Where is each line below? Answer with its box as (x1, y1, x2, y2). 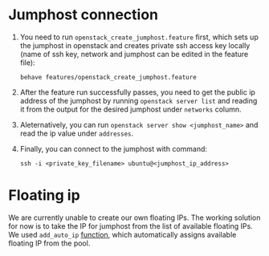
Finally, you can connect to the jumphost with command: (19, 144, 207, 153)
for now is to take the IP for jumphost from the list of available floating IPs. (8, 221, 253, 230)
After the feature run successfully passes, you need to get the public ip (19, 87, 255, 97)
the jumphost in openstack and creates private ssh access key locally (19, 40, 251, 50)
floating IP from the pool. (8, 238, 91, 248)
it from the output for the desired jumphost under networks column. (19, 104, 243, 114)
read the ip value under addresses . (19, 128, 134, 138)
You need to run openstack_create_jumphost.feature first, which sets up (19, 32, 259, 42)
